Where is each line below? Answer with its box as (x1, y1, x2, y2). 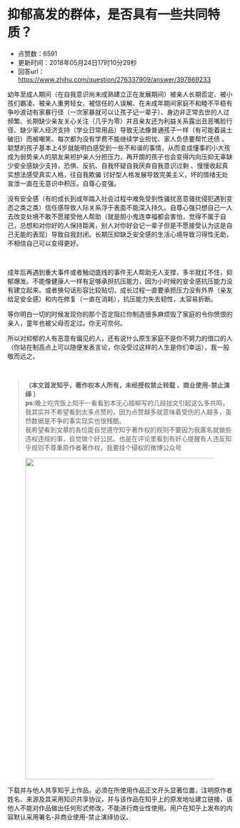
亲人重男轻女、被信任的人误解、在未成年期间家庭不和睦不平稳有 (44, 99, 233, 107)
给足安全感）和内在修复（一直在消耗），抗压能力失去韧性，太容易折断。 (7, 294, 217, 303)
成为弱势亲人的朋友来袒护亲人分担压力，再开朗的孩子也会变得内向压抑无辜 (7, 152, 226, 161)
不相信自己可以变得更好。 (7, 238, 83, 247)
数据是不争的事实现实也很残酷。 (31, 416, 126, 425)
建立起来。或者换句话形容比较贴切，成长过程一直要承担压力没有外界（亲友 (13, 286, 233, 294)
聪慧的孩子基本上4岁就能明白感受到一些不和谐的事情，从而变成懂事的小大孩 (7, 143, 231, 152)
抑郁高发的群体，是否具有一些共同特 (7, 6, 221, 23)
